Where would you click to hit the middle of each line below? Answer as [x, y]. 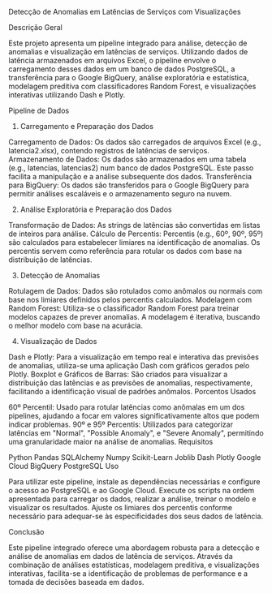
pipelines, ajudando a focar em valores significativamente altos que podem [134, 416]
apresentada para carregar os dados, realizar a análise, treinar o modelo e [132, 499]
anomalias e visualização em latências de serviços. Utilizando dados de [128, 52]
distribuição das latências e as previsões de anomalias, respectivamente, [131, 383]
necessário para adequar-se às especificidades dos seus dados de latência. [136, 516]
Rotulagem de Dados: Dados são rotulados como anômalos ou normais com [135, 291]
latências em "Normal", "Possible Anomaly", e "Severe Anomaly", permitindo [136, 433]
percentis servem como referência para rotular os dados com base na [125, 251]
